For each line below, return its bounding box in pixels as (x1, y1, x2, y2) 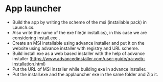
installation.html (12, 61, 45, 67)
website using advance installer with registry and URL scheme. (12, 45, 140, 51)
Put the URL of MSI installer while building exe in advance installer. (12, 66, 147, 72)
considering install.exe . (12, 35, 60, 41)
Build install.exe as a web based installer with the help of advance (12, 50, 145, 56)
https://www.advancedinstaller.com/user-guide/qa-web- (31, 55, 145, 61)
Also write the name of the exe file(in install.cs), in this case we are (12, 29, 147, 35)
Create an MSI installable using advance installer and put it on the (12, 40, 145, 46)
